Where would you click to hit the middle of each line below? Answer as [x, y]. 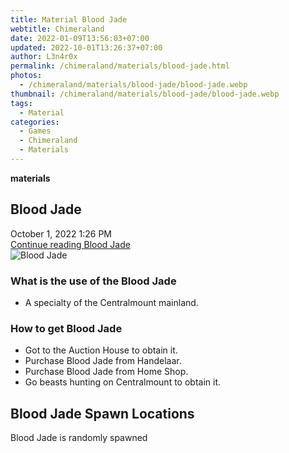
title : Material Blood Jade [69, 19]
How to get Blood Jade [66, 328]
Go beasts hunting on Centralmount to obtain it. [123, 382]
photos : [26, 76]
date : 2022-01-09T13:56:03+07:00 [80, 38]
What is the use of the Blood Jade [93, 281]
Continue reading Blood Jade [70, 244]
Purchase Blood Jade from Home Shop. [106, 372]
